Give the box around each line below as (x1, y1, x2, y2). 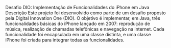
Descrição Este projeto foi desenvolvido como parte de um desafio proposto (5, 10, 166, 16)
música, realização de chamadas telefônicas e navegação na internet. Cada (5, 26, 165, 32)
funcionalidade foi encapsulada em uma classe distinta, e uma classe (5, 32, 151, 37)
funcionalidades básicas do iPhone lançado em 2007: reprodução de (5, 20, 151, 27)
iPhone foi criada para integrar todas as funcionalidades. (5, 37, 125, 43)
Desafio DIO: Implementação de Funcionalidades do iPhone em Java (5, 5, 150, 10)
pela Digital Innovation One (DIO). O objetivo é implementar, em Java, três (5, 15, 161, 21)
